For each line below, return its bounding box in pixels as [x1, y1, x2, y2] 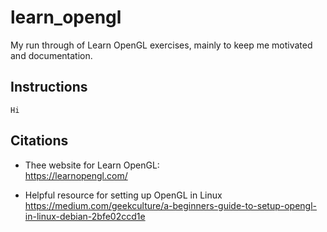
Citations [10, 132, 69, 150]
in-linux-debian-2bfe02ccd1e [24, 210, 146, 222]
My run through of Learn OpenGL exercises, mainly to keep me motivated [10, 39, 313, 51]
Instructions [10, 79, 88, 96]
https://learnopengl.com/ [24, 169, 128, 181]
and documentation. [10, 49, 93, 61]
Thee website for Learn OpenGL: [24, 159, 160, 171]
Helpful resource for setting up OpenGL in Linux [24, 189, 223, 201]
